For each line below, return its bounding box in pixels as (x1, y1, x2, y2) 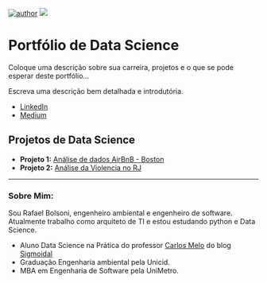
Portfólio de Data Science (8, 37, 180, 55)
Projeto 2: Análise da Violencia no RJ (19, 163, 141, 173)
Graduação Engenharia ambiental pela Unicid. (19, 258, 171, 267)
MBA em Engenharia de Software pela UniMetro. (19, 266, 179, 276)
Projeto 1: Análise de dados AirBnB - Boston (19, 154, 164, 164)
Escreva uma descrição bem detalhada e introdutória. (8, 86, 184, 95)
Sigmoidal (19, 249, 53, 258)
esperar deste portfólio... (8, 71, 90, 80)
